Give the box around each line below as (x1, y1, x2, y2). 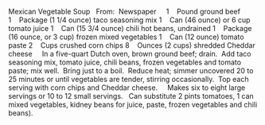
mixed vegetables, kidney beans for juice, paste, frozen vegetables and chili (8, 100, 258, 109)
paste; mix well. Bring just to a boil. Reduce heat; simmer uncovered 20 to (8, 66, 254, 75)
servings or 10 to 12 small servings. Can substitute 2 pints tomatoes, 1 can (8, 92, 255, 100)
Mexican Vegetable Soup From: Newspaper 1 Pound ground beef (8, 7, 241, 16)
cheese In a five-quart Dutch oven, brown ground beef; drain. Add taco (8, 49, 251, 58)
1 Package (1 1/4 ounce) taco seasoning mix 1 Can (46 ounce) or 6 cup (8, 15, 251, 25)
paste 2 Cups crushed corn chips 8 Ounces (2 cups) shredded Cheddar (8, 41, 256, 50)
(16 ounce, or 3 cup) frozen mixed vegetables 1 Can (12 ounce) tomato (8, 32, 244, 41)
